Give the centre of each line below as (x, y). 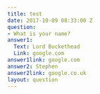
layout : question (33, 80)
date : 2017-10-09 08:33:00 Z (50, 20)
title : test (25, 14)
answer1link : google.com (44, 60)
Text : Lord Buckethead (47, 47)
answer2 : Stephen (33, 66)
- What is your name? (39, 34)
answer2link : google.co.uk (47, 73)
